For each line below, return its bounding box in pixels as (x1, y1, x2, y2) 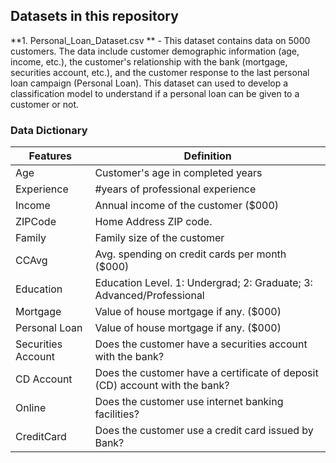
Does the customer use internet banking (94, 395, 284, 409)
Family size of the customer (94, 231, 225, 245)
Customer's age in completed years (94, 166, 263, 180)
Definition (183, 149, 232, 163)
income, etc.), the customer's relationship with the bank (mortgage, (10, 55, 288, 68)
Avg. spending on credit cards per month (94, 247, 287, 261)
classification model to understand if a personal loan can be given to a (10, 87, 300, 99)
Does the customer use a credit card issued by (94, 424, 314, 438)
